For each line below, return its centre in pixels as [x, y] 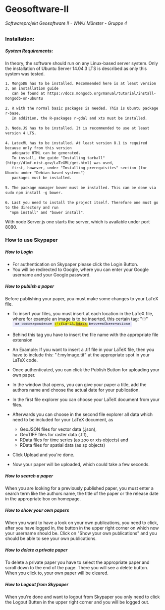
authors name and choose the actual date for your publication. [76, 390]
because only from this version [38, 148]
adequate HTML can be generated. [46, 153]
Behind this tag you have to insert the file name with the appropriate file [85, 335]
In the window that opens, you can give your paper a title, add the [79, 385]
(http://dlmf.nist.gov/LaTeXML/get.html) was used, [59, 163]
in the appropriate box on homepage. [43, 499]
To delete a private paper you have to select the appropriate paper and [77, 562]
